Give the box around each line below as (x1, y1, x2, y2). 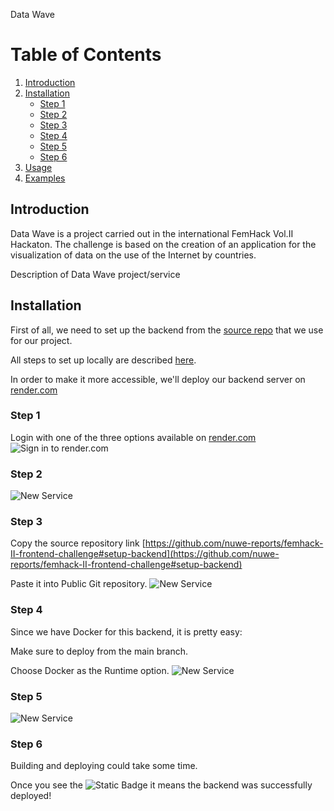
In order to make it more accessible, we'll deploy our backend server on (10, 373, 306, 385)
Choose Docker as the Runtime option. (10, 664, 170, 676)
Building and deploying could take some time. (10, 760, 198, 772)
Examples (24, 172, 66, 184)
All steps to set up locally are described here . (10, 354, 197, 366)
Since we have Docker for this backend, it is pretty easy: (10, 625, 243, 638)
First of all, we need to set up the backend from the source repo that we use (10, 324, 324, 336)
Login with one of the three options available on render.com (10, 431, 257, 443)
